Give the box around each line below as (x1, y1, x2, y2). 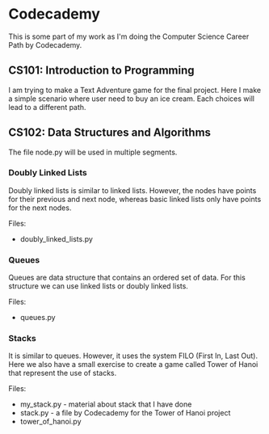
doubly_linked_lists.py (19, 234, 93, 243)
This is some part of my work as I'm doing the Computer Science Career (8, 32, 250, 41)
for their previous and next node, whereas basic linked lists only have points (8, 194, 262, 204)
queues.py (19, 313, 56, 322)
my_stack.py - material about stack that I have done (19, 399, 192, 409)
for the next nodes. (8, 203, 72, 213)
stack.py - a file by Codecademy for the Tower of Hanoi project (19, 408, 231, 418)
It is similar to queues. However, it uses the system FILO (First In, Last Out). (8, 351, 258, 360)
